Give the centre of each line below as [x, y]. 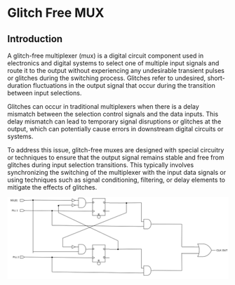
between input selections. [45, 93]
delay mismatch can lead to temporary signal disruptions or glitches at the [114, 121]
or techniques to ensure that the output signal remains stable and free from [116, 157]
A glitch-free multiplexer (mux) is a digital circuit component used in [106, 55]
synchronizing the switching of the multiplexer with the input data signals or [117, 172]
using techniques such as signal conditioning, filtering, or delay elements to [116, 180]
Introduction [35, 39]
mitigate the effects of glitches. [52, 187]
